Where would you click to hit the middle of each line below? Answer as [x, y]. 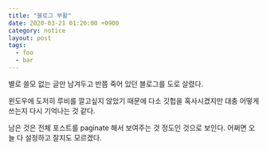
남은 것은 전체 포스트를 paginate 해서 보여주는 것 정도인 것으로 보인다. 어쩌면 [128, 128]
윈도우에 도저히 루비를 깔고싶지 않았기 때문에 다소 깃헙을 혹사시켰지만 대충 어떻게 [134, 101]
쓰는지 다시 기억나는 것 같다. [52, 111]
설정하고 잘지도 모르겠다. [63, 137]
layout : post [30, 38]
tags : [17, 45]
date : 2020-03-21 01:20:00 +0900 [64, 23]
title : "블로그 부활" [40, 16]
